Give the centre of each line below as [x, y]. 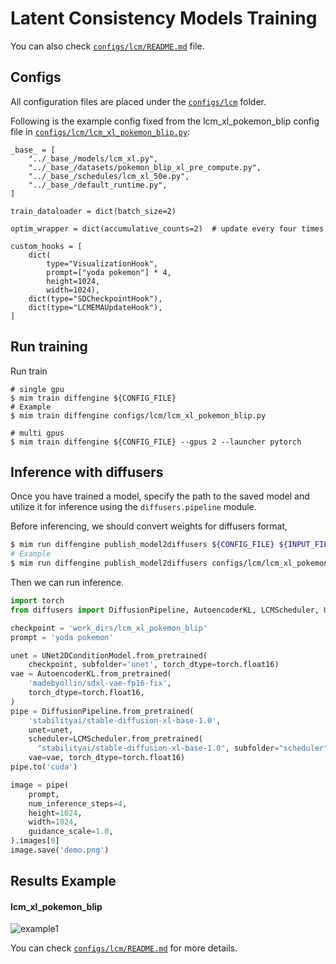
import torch [37, 601]
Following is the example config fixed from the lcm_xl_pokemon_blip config [165, 121]
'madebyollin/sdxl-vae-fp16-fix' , [100, 683]
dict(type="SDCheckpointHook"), [95, 298]
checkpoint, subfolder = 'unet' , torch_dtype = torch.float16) [154, 665]
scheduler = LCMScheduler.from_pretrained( [115, 739]
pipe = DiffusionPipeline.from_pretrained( [102, 711]
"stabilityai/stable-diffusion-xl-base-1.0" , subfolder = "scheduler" [182, 748]
